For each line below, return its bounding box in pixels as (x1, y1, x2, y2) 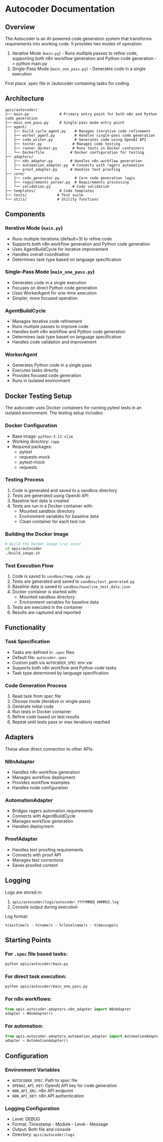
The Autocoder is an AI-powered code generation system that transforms (5, 36, 152, 41)
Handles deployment (12, 824, 54, 829)
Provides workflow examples (12, 780, 70, 786)
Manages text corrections (12, 857, 64, 863)
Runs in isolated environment (12, 378, 70, 384)
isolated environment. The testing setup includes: (5, 410, 104, 416)
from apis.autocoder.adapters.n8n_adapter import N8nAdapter (5, 1007, 131, 1012)
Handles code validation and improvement (12, 339, 97, 345)
